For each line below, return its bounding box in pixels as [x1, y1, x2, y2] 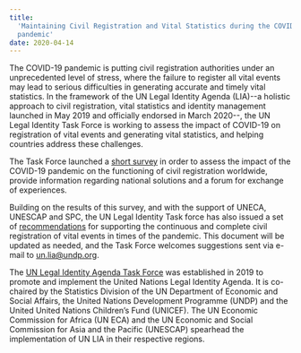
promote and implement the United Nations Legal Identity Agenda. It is [9, 277, 269, 288]
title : [9, 13, 34, 22]
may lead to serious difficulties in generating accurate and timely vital [9, 82, 266, 92]
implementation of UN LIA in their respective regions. [9, 333, 205, 345]
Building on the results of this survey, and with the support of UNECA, [9, 202, 267, 213]
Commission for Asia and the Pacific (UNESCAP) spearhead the [9, 324, 245, 335]
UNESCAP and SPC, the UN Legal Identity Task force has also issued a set [9, 211, 284, 222]
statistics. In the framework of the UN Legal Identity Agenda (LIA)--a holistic [9, 91, 291, 102]
